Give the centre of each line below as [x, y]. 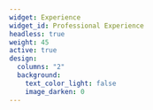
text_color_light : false [71, 83]
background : [39, 75]
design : [23, 59]
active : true [33, 51]
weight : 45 [29, 42]
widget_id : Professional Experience [76, 26]
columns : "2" [41, 67]
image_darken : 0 [55, 91]
